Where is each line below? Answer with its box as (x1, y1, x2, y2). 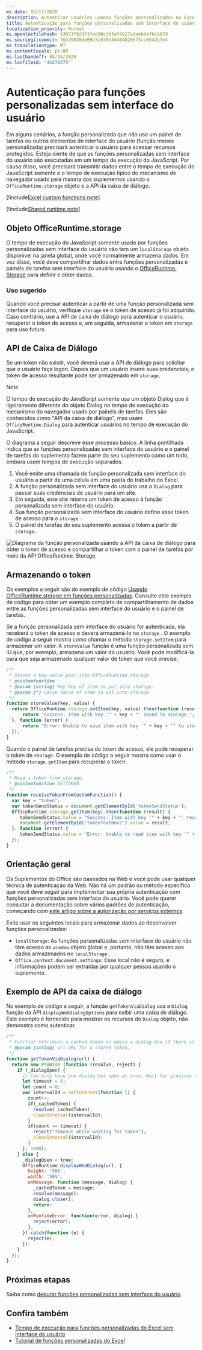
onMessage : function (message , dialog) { (28, 1179, 133, 1186)
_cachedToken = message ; (32, 1185, 96, 1191)
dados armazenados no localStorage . (14, 950, 111, 957)
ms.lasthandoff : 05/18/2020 (6, 54, 77, 60)
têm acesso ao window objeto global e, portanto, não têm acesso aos (14, 943, 185, 950)
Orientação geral (6, 859, 71, 870)
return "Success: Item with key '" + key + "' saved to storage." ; (22, 712, 195, 718)
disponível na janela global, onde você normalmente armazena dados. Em (6, 252, 189, 259)
